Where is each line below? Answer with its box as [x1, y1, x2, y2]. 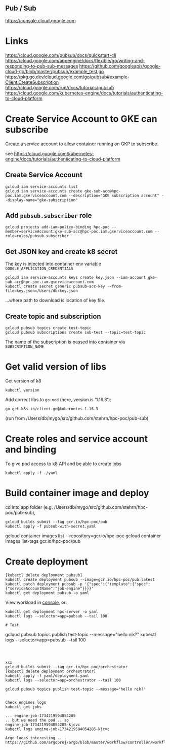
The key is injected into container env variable [5, 261, 101, 267]
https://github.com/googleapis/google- [79, 63, 161, 69]
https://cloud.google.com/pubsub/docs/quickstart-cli [5, 52, 116, 58]
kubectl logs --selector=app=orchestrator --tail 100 [5, 677, 121, 682]
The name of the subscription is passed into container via [5, 339, 125, 345]
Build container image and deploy [5, 487, 149, 499]
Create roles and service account [5, 433, 148, 445]
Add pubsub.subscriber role [5, 211, 92, 220]
